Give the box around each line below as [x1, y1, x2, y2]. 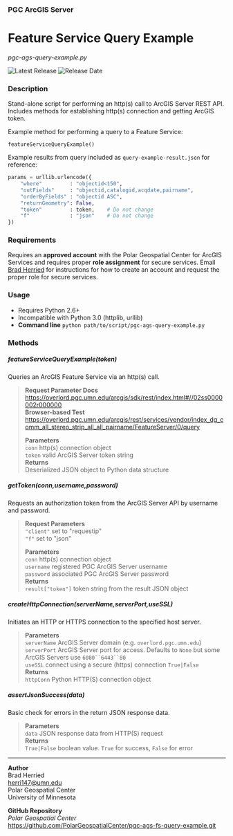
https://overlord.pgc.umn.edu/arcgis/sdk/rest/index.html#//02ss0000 [24, 393, 223, 402]
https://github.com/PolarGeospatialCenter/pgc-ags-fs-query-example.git [8, 821, 216, 829]
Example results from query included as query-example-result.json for [8, 154, 210, 162]
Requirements [8, 235, 57, 245]
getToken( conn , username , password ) [8, 481, 118, 490]
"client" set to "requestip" [24, 527, 102, 535]
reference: [8, 160, 37, 169]
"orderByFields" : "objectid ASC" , [20, 193, 123, 200]
